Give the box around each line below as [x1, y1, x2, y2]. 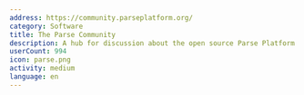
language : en [9, 72, 59, 81]
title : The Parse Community [9, 30, 117, 39]
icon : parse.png [9, 55, 71, 64]
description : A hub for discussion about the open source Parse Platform [9, 38, 296, 48]
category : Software [9, 22, 84, 31]
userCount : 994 [9, 47, 67, 56]
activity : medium [9, 64, 76, 73]
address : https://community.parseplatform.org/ [9, 13, 194, 23]
